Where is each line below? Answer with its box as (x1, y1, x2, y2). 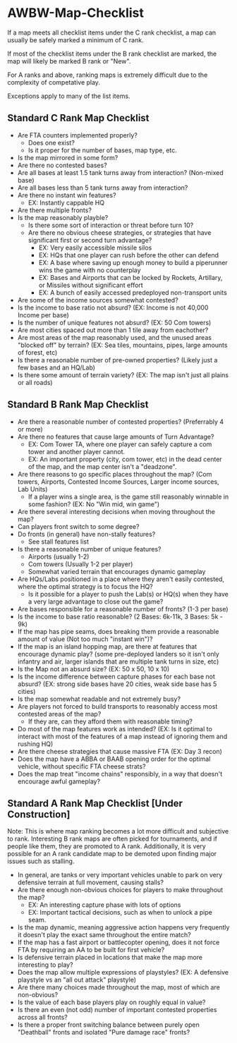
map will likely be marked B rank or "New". (7, 56, 131, 65)
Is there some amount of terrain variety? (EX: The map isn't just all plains (17, 370, 229, 379)
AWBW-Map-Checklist (7, 5, 145, 21)
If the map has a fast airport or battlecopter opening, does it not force (17, 938, 220, 946)
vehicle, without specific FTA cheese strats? (17, 762, 146, 770)
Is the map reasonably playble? (17, 213, 109, 221)
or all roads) (17, 378, 53, 386)
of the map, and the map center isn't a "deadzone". (28, 462, 177, 470)
